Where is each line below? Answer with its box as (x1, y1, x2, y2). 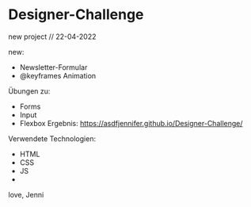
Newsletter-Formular (19, 62, 88, 72)
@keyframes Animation (19, 71, 97, 80)
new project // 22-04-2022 (8, 32, 97, 41)
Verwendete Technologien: (8, 133, 97, 144)
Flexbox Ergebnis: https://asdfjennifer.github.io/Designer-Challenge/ (19, 118, 243, 128)
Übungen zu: (8, 86, 51, 96)
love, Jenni (8, 190, 44, 199)
